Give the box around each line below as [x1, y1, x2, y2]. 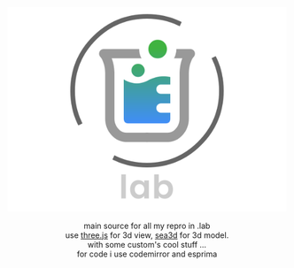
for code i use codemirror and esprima [76, 249, 218, 259]
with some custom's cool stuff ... [87, 239, 207, 249]
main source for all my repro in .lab [83, 220, 211, 231]
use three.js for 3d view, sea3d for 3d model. [65, 229, 229, 241]
